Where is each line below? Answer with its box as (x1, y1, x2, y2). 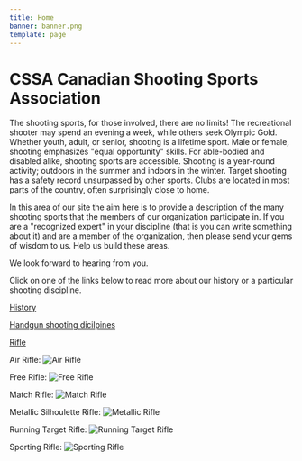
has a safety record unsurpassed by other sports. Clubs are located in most (9, 175, 290, 185)
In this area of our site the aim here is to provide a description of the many (9, 202, 284, 212)
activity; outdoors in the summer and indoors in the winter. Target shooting (9, 166, 287, 176)
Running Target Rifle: (9, 424, 87, 435)
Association (9, 87, 101, 108)
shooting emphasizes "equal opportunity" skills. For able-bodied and (9, 146, 265, 158)
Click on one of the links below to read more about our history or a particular (9, 276, 294, 286)
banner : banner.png (9, 22, 83, 31)
